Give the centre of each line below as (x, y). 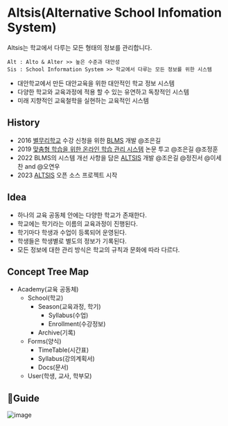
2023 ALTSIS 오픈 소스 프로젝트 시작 (67, 175)
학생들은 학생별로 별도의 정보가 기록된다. (72, 241)
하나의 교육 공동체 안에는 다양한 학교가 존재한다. (82, 215)
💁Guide (24, 398)
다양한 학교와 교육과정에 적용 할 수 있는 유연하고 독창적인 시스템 (103, 92)
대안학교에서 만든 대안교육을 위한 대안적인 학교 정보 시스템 (96, 83)
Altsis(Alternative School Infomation (114, 13)
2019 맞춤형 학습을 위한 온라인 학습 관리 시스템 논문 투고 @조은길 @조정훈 (117, 149)
